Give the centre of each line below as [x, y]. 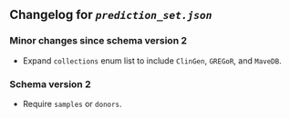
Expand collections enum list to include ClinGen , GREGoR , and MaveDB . [152, 60]
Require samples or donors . [72, 103]
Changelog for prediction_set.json [111, 15]
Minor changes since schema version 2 [98, 41]
